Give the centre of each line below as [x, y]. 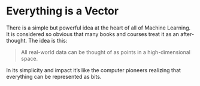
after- [187, 34]
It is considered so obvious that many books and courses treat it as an [93, 34]
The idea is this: [48, 40]
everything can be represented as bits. [54, 76]
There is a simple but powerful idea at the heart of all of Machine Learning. [99, 28]
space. [29, 58]
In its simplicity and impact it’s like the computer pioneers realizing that [94, 70]
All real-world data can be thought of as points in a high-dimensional [105, 52]
